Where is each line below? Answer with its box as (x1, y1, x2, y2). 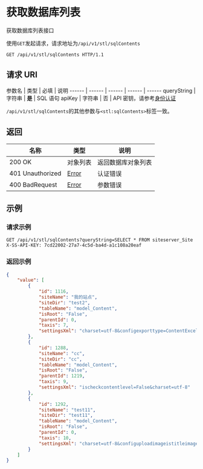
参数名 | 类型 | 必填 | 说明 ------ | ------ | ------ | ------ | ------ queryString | (6, 87, 196, 94)
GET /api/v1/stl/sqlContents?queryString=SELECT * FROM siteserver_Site (6, 237, 193, 243)
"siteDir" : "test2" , (38, 299, 91, 306)
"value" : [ (17, 277, 45, 284)
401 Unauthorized (9, 169, 62, 178)
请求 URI (6, 70, 38, 80)
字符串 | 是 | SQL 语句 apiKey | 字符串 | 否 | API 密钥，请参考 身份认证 (6, 95, 176, 102)
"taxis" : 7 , (38, 322, 69, 328)
